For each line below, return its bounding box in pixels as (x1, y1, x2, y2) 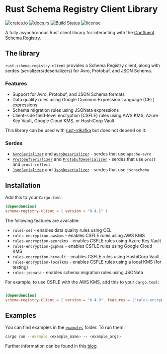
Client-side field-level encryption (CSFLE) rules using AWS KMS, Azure (12, 113, 158, 119)
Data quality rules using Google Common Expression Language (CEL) (12, 97, 155, 103)
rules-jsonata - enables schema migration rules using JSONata (12, 269, 143, 275)
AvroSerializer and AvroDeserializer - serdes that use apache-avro (12, 151, 152, 157)
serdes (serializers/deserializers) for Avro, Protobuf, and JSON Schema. (5, 68, 153, 73)
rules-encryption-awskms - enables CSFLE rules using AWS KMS (12, 232, 145, 238)
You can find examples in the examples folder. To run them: (5, 324, 125, 331)
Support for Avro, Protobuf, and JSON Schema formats (12, 91, 125, 97)
